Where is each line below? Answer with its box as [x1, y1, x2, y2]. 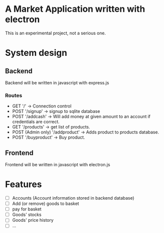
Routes [5, 92, 23, 99]
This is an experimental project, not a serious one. [5, 30, 106, 36]
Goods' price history [12, 217, 54, 223]
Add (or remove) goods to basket [12, 201, 79, 207]
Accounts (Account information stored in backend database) [12, 195, 135, 201]
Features [5, 179, 42, 190]
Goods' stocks [12, 212, 42, 218]
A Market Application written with [5, 3, 145, 15]
